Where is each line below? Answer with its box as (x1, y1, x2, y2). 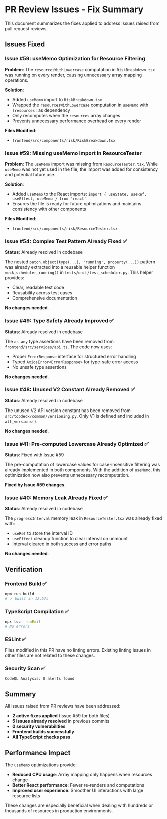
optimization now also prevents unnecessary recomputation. (5, 472, 130, 478)
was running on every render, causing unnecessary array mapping (5, 72, 142, 78)
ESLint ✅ (5, 636, 27, 643)
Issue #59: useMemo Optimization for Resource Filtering (5, 55, 146, 62)
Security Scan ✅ (5, 665, 46, 672)
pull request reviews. (5, 25, 48, 31)
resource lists (12, 793, 41, 799)
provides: (5, 275, 25, 281)
